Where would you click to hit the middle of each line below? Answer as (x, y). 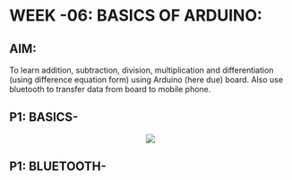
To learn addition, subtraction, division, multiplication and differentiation (142, 70)
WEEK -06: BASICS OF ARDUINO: (136, 16)
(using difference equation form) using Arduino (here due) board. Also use (146, 80)
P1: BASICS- (44, 117)
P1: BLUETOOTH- (58, 167)
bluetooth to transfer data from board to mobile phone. (110, 89)
